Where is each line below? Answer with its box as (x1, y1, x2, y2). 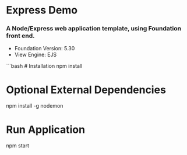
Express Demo (6, 4, 77, 17)
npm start (6, 142, 30, 149)
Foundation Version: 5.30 (14, 45, 75, 52)
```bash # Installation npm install (6, 63, 83, 70)
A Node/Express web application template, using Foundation (6, 25, 182, 33)
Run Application (6, 123, 86, 136)
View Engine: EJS (14, 51, 57, 58)
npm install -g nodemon (6, 102, 63, 109)
